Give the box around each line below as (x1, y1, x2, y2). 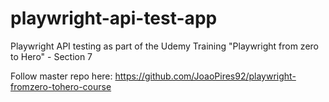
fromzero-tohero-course (10, 80, 112, 92)
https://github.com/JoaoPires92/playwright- (114, 70, 297, 82)
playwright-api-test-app (10, 7, 218, 30)
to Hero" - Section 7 (10, 50, 93, 62)
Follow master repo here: (10, 70, 113, 82)
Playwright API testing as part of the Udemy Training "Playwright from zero (10, 40, 319, 52)
